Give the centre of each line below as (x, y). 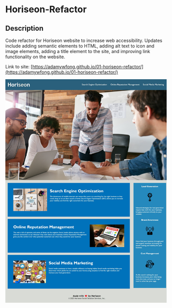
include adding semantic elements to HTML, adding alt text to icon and (80, 46)
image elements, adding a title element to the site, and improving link (78, 51)
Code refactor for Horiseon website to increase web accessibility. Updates (84, 40)
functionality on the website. (35, 57)
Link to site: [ (19, 67)
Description (24, 28)
